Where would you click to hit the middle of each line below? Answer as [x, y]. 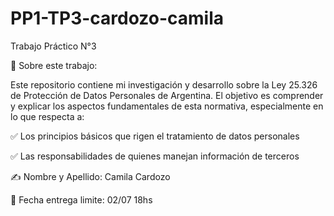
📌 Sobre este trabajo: [54, 65]
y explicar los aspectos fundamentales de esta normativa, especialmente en [167, 106]
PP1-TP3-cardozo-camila [117, 18]
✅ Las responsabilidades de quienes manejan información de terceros [155, 156]
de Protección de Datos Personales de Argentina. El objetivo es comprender [167, 95]
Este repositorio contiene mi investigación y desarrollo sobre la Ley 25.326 [164, 84]
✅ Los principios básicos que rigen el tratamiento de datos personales [155, 136]
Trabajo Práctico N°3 [53, 46]
